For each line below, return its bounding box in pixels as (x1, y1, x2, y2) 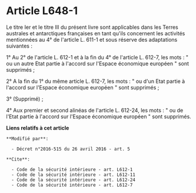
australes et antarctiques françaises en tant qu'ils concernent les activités (6, 29, 185, 36)
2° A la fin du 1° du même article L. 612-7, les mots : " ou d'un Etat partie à (6, 78, 185, 85)
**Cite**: (6, 156, 31, 162)
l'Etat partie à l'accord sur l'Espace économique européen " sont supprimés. (6, 113, 191, 120)
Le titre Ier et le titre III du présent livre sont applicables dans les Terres (6, 24, 178, 31)
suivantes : (6, 42, 32, 49)
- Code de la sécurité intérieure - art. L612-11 (11, 172, 135, 178)
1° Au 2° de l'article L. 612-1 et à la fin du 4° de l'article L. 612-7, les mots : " (6, 54, 188, 61)
